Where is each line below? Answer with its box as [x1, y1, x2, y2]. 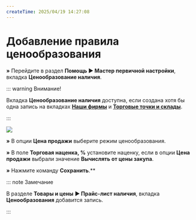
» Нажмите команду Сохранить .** [6, 167, 96, 174]
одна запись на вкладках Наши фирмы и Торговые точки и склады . [6, 103, 183, 110]
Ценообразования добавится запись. [6, 196, 104, 203]
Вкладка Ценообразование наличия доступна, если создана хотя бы [6, 96, 185, 103]
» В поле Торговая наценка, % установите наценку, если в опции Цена [6, 149, 190, 156]
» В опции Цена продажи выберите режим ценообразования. [6, 137, 166, 144]
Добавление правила [6, 34, 119, 48]
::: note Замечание [6, 178, 54, 185]
